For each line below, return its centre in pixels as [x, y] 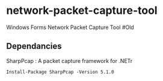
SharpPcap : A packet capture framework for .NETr [69, 60]
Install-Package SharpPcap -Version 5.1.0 [60, 72]
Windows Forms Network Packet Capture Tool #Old [70, 27]
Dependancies [34, 46]
